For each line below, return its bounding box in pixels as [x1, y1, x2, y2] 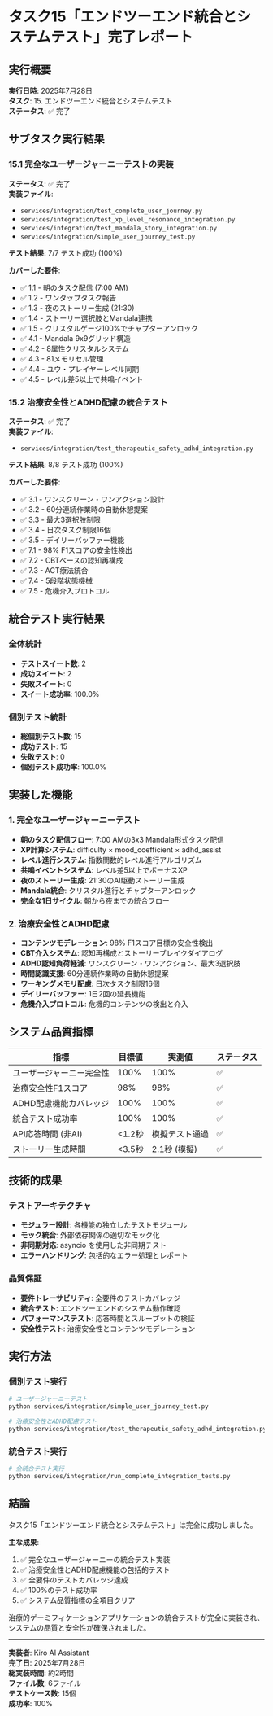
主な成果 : [8, 1537, 40, 1547]
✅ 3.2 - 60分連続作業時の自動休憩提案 [19, 504, 149, 514]
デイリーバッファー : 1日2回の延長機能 [19, 988, 146, 998]
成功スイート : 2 [19, 668, 72, 678]
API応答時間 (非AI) [12, 1128, 83, 1140]
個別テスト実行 [8, 1377, 67, 1388]
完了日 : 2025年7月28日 [8, 1657, 86, 1667]
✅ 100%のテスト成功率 [19, 1585, 97, 1595]
